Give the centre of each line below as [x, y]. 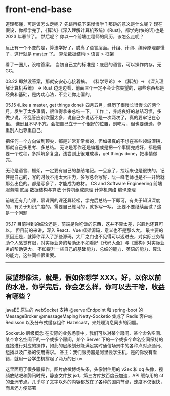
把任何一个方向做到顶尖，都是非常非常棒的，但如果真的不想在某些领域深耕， [85, 141]
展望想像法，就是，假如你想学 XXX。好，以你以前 [83, 277]
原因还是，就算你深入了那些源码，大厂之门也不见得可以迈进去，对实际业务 [83, 236]
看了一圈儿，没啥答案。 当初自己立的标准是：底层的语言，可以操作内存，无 [83, 64]
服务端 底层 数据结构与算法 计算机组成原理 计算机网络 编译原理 [70, 189]
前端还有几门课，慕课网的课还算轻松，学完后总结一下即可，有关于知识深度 [83, 200]
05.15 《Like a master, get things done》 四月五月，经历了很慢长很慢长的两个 [83, 105]
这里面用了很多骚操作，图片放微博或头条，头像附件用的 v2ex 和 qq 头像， [82, 369]
